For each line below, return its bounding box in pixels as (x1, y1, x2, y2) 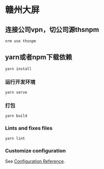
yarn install (5, 66, 32, 71)
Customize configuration (5, 147, 66, 154)
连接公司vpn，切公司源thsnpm (5, 25, 99, 34)
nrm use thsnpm (5, 39, 36, 43)
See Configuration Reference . (5, 158, 65, 164)
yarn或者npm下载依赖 (5, 53, 72, 62)
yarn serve (5, 90, 27, 95)
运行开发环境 (5, 79, 36, 85)
